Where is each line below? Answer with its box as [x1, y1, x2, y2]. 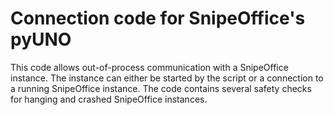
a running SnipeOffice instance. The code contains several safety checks [10, 82, 312, 94]
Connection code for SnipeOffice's [10, 7, 306, 30]
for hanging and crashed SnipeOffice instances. [10, 93, 208, 105]
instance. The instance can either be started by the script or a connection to [10, 72, 324, 84]
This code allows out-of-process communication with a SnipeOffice [10, 61, 289, 73]
